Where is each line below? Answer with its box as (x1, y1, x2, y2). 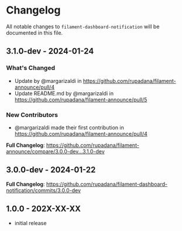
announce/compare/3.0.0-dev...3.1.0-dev (6, 148, 105, 155)
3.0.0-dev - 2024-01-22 (6, 165, 96, 175)
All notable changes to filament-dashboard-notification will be (6, 23, 160, 30)
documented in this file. (6, 29, 63, 36)
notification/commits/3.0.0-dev (6, 186, 81, 194)
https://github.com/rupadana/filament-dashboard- (46, 180, 168, 188)
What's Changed (6, 64, 56, 72)
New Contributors (6, 111, 59, 119)
